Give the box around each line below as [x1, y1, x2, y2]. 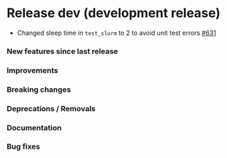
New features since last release [6, 46, 118, 56]
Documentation [6, 122, 62, 132]
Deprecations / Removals [6, 103, 96, 113]
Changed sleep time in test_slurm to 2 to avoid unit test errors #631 [16, 28, 216, 37]
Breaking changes [6, 84, 71, 94]
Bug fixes [6, 142, 41, 152]
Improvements [6, 65, 59, 75]
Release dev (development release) [6, 5, 221, 21]
